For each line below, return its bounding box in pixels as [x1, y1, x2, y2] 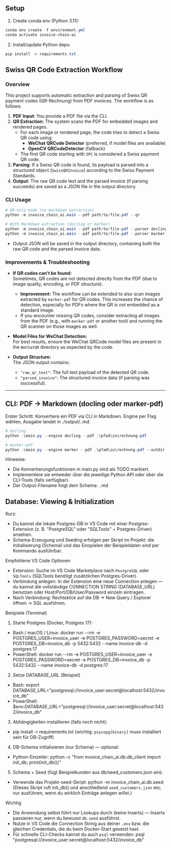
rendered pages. [12, 124, 48, 130]
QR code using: [20, 135, 53, 141]
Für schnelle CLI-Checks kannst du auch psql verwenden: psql [12, 831, 145, 838]
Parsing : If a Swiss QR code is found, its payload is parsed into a [12, 162, 149, 168]
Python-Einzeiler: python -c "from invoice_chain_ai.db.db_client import [12, 754, 161, 760]
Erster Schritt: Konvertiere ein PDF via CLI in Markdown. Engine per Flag [5, 413, 157, 419]
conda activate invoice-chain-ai [5, 32, 76, 37]
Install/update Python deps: [12, 41, 71, 47]
